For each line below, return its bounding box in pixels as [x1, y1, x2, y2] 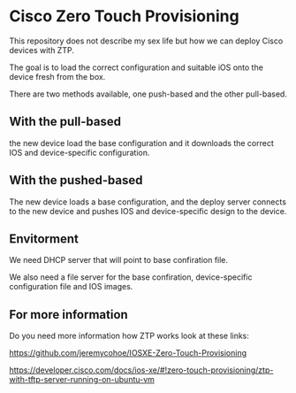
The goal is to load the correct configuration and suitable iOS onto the [9, 62, 263, 73]
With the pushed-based [9, 173, 143, 188]
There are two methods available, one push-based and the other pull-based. [9, 89, 287, 99]
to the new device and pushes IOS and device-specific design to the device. [9, 205, 287, 216]
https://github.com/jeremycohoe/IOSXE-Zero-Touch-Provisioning [9, 348, 247, 358]
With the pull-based [9, 114, 122, 129]
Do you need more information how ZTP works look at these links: [9, 330, 250, 342]
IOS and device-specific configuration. [9, 147, 150, 158]
